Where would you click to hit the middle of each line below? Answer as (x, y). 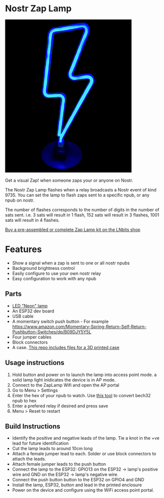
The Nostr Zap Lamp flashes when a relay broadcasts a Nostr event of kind (81, 190)
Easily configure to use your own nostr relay (57, 273)
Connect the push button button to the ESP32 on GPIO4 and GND (78, 480)
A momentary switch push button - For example (60, 321)
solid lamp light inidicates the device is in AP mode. (64, 379)
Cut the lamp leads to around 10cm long (52, 449)
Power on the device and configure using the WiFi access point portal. (83, 490)
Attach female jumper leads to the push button (59, 464)
